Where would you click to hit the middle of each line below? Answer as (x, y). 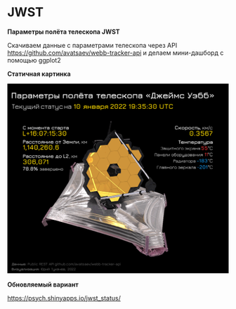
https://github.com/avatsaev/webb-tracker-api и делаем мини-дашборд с (116, 53)
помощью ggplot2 (34, 60)
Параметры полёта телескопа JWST (64, 32)
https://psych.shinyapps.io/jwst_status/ (64, 298)
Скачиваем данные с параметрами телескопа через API (92, 45)
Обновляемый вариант (43, 284)
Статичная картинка (39, 74)
